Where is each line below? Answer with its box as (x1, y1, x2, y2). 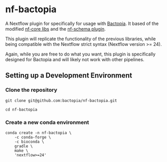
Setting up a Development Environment (5, 71, 132, 80)
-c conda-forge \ (14, 134, 51, 140)
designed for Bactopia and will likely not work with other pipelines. (5, 56, 145, 62)
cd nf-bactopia (5, 107, 38, 112)
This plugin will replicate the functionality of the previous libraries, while (5, 36, 156, 42)
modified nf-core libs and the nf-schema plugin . (5, 25, 106, 32)
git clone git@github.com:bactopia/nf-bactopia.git (5, 98, 117, 103)
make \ (14, 148, 29, 153)
